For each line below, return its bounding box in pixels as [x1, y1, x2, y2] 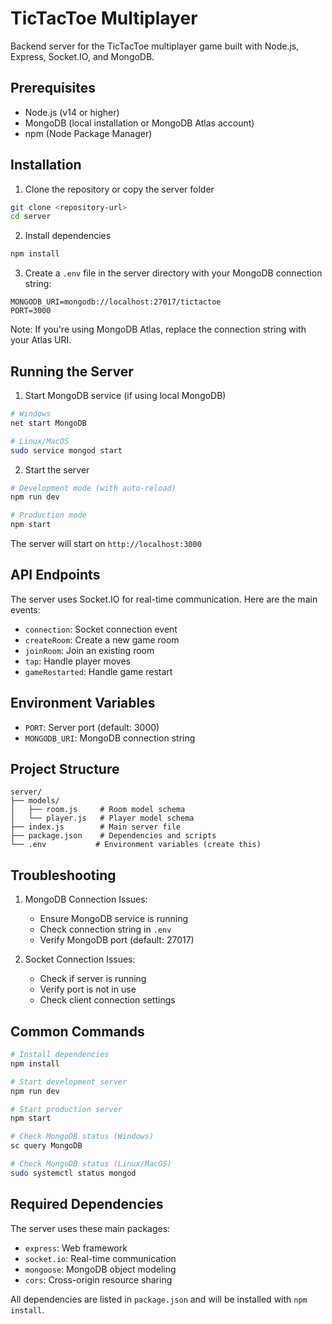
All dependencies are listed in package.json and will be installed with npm [10, 1293, 308, 1305]
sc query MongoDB [10, 1141, 83, 1151]
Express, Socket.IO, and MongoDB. [10, 50, 155, 62]
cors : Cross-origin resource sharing [24, 1273, 173, 1286]
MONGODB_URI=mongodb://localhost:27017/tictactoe [10, 297, 222, 307]
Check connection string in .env [39, 923, 172, 936]
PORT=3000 [10, 306, 52, 316]
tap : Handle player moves [24, 655, 131, 667]
